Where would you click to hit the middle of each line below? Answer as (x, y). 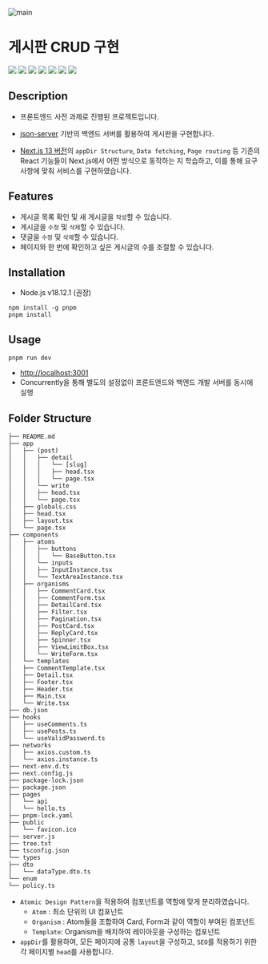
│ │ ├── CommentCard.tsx (57, 591)
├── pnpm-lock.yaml (41, 816)
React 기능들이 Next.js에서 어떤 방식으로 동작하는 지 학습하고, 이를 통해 (131, 160)
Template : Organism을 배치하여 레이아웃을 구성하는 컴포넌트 (126, 932)
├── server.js (32, 836)
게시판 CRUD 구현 (64, 47)
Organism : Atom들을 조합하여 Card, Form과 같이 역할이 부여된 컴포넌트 (144, 921)
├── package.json (37, 788)
